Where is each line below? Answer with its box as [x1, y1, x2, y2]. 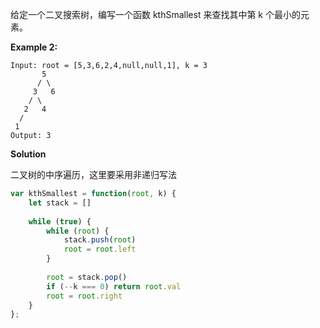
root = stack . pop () [46, 272, 128, 282]
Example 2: [10, 41, 58, 53]
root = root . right [46, 291, 123, 301]
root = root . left [63, 244, 137, 255]
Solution [10, 148, 47, 160]
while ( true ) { [28, 216, 92, 227]
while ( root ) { [46, 226, 110, 236]
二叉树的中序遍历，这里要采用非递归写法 [10, 169, 177, 180]
